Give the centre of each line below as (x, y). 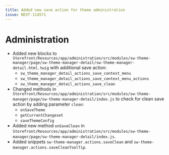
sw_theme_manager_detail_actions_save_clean (68, 84)
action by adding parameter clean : (48, 105)
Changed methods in (34, 89)
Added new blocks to (35, 54)
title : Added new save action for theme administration (65, 10)
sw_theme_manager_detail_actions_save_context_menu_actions (84, 79)
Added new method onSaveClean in (48, 126)
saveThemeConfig (37, 121)
